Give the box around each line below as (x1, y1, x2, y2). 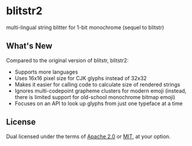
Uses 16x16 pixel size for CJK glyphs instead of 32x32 (14, 74, 147, 81)
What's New (6, 41, 53, 51)
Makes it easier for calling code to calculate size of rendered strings (14, 81, 180, 88)
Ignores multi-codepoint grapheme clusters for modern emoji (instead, (14, 87, 187, 94)
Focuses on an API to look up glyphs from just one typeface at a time (14, 100, 183, 107)
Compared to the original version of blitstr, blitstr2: (6, 56, 129, 64)
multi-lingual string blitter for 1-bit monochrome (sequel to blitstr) (6, 24, 164, 31)
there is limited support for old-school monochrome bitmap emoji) (14, 93, 175, 100)
